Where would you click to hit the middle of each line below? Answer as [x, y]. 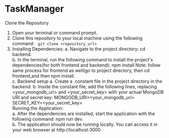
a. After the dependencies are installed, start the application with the [83, 113]
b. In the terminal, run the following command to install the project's [82, 59]
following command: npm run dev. [48, 119]
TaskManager [34, 9]
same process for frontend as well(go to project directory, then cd [81, 70]
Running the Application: [38, 108]
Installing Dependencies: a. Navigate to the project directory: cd [78, 49]
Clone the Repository [27, 23]
